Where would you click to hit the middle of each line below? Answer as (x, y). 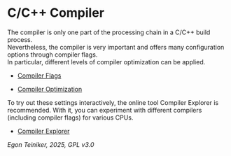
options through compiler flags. (52, 55)
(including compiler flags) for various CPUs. (70, 118)
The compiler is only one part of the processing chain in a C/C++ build (109, 32)
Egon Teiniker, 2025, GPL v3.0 (51, 144)
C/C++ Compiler (56, 13)
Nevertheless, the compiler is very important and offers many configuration (116, 47)
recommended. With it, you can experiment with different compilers (105, 110)
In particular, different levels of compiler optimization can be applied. (106, 62)
